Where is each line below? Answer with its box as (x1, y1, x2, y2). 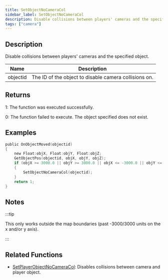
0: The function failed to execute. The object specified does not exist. (5, 114, 148, 120)
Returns (5, 91, 31, 100)
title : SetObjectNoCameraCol (5, 7, 66, 13)
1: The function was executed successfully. (5, 104, 94, 110)
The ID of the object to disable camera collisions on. (31, 74, 153, 81)
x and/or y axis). (5, 226, 39, 232)
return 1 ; (14, 179, 35, 184)
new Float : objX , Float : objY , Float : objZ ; (14, 151, 101, 156)
